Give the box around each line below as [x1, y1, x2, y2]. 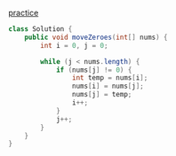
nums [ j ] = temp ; [71, 90, 132, 99]
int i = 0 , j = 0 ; [40, 41, 108, 50]
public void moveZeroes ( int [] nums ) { [24, 33, 168, 42]
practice [8, 8, 39, 18]
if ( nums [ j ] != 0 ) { [55, 66, 132, 74]
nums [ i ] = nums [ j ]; [71, 82, 144, 91]
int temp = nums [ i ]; [71, 74, 148, 82]
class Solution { [8, 25, 73, 34]
